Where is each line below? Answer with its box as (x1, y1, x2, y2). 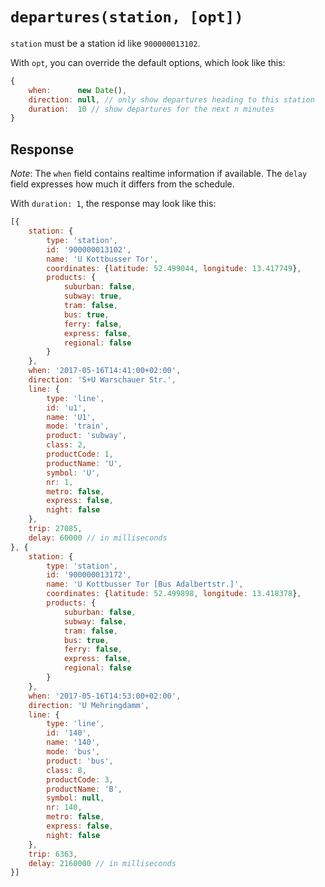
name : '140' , (46, 738, 101, 748)
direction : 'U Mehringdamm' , (28, 700, 150, 710)
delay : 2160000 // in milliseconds (28, 858, 177, 868)
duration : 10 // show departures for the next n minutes (28, 104, 275, 114)
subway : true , (63, 291, 123, 302)
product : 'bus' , (46, 756, 114, 766)
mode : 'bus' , (46, 747, 101, 757)
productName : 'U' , (46, 458, 123, 468)
